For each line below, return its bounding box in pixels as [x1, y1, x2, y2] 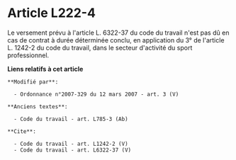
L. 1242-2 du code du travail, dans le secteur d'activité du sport [7, 43, 193, 52]
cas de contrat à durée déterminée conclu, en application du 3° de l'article [7, 35, 225, 44]
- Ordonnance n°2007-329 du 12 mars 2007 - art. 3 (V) [13, 91, 179, 98]
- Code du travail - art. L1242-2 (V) [13, 140, 129, 147]
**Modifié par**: [7, 78, 59, 86]
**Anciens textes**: [7, 103, 69, 110]
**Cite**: [7, 127, 37, 135]
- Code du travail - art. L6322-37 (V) [13, 147, 132, 154]
